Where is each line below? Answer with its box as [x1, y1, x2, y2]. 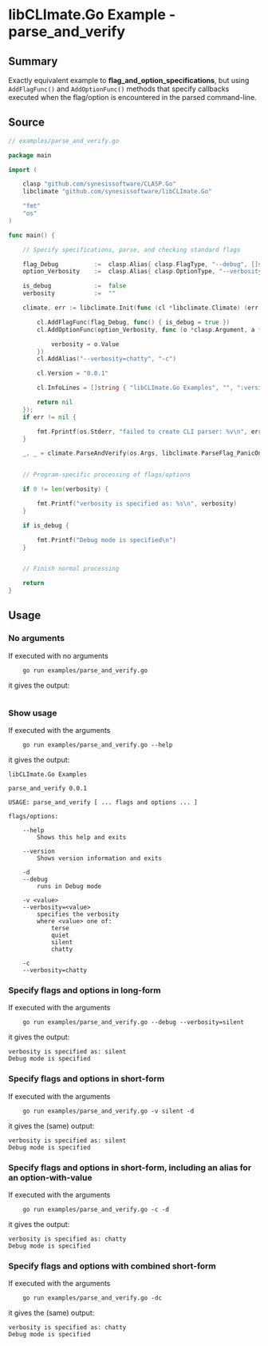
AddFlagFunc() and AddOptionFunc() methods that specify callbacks [8, 84, 230, 94]
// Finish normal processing [22, 565, 120, 573]
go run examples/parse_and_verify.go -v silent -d [22, 1107, 195, 1115]
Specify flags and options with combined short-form [8, 1260, 217, 1272]
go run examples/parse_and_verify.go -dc [22, 1294, 162, 1302]
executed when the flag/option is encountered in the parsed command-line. [8, 93, 257, 102]
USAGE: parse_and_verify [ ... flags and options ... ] [8, 798, 198, 806]
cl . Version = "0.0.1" [37, 369, 109, 377]
